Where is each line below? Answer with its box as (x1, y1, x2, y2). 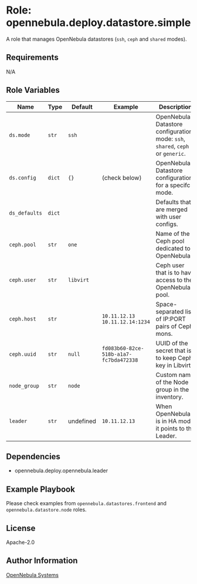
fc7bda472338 (101, 356, 138, 363)
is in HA (155, 417, 177, 425)
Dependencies (6, 451, 60, 462)
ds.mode (9, 132, 30, 138)
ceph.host (9, 315, 36, 322)
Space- (155, 300, 178, 308)
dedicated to (155, 244, 191, 252)
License (6, 523, 36, 533)
